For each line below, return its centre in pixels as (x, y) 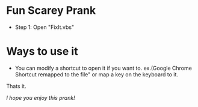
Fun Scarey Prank (51, 11)
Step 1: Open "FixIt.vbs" (45, 27)
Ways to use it (42, 51)
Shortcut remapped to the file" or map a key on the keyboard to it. (97, 74)
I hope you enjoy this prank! (41, 97)
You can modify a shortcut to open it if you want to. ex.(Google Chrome (104, 68)
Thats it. (16, 86)
